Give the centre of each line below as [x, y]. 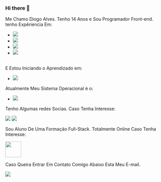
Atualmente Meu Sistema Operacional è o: [49, 89]
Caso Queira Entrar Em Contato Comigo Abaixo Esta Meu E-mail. [73, 165]
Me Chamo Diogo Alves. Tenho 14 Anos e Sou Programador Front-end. [79, 19]
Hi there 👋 [18, 8]
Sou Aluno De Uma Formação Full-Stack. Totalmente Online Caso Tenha [81, 129]
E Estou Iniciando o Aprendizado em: [44, 68]
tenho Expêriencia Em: [29, 24]
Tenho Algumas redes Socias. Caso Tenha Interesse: [60, 109]
